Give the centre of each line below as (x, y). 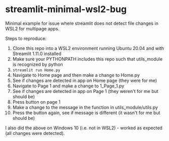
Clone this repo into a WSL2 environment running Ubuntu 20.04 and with (88, 48)
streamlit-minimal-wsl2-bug (66, 9)
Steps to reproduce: (26, 38)
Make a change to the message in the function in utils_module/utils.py (85, 107)
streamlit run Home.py (36, 70)
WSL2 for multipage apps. (32, 28)
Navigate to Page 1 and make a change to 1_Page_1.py (68, 86)
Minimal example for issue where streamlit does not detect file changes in (82, 23)
